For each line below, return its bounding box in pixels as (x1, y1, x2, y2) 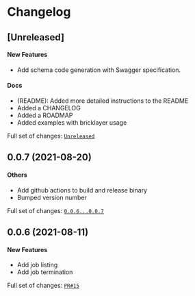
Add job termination (16, 268, 73, 276)
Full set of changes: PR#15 (7, 282, 80, 290)
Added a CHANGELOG (16, 103, 81, 112)
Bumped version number (16, 193, 87, 201)
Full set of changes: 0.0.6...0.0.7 (7, 206, 104, 214)
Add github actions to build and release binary (16, 186, 148, 194)
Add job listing (16, 261, 58, 269)
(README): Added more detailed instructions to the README (16, 97, 189, 105)
